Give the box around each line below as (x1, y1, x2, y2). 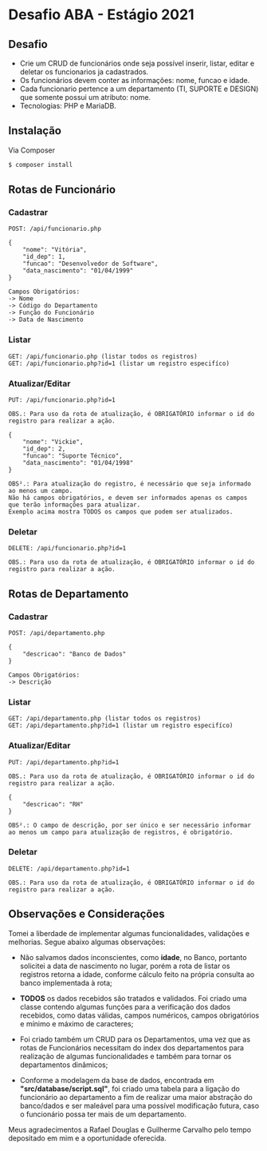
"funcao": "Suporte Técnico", (22, 451, 124, 460)
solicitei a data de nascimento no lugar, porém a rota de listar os (19, 961, 230, 970)
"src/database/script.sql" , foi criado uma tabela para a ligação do (19, 1084, 241, 1093)
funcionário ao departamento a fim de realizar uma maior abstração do (19, 1092, 253, 1101)
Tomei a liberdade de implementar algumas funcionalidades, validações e (8, 928, 249, 938)
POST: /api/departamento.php (8, 629, 105, 637)
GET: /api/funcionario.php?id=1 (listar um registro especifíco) (8, 359, 230, 367)
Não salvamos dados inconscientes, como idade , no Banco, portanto (19, 952, 247, 962)
